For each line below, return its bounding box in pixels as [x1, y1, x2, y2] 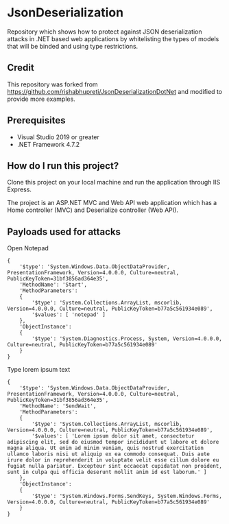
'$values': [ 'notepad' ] [32, 311, 106, 318]
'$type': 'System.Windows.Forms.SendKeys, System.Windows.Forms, [32, 492, 223, 500]
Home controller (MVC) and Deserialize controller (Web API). [7, 206, 178, 214]
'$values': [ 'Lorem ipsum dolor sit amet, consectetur [32, 433, 195, 440]
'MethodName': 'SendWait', [19, 403, 97, 409]
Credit [7, 62, 34, 73]
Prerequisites [7, 115, 66, 126]
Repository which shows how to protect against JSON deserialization [7, 27, 202, 36]
